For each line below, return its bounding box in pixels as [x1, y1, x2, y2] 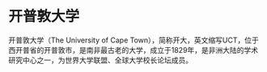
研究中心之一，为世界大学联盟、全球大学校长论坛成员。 [8, 55, 193, 65]
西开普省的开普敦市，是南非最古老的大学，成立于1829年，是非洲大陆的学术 [8, 45, 259, 54]
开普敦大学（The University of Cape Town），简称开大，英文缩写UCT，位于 [8, 35, 259, 45]
